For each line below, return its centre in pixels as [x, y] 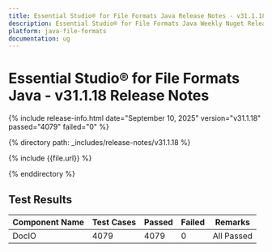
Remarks [233, 222]
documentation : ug [39, 38]
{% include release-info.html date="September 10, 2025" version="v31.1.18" [135, 118]
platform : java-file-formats [57, 31]
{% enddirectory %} [42, 174]
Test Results [40, 199]
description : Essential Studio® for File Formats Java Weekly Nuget [126, 23]
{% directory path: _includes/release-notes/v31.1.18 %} [100, 143]
